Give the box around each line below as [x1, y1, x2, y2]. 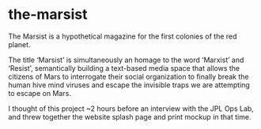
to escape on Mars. [8, 88, 71, 98]
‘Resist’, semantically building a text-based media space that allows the [8, 63, 240, 72]
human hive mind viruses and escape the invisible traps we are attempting [8, 80, 251, 90]
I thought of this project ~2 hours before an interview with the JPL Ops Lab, [8, 104, 255, 113]
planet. [8, 39, 31, 49]
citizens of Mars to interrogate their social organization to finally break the [8, 72, 249, 81]
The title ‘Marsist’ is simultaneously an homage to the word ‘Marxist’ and [8, 55, 244, 64]
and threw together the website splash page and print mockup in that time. [8, 112, 252, 121]
